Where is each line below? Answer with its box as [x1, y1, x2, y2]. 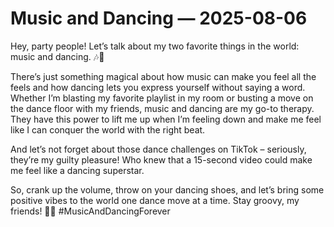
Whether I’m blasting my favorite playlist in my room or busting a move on [10, 92, 314, 104]
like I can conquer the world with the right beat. [10, 123, 206, 136]
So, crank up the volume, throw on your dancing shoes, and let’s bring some [10, 183, 325, 196]
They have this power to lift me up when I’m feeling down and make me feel [10, 113, 322, 125]
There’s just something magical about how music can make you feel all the [10, 70, 317, 82]
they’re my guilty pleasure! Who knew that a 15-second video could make [10, 153, 313, 166]
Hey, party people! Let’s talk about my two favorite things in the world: [10, 40, 300, 52]
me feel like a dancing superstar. [10, 164, 145, 176]
